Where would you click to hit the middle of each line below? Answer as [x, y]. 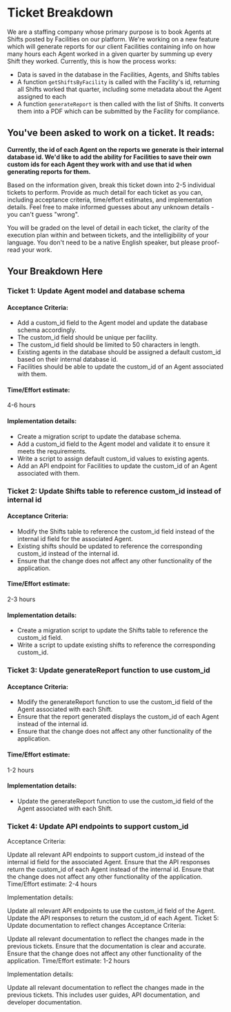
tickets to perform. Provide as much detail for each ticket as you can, [105, 192]
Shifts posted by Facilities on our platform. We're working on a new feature [113, 39]
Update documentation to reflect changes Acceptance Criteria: [97, 926]
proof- [210, 242]
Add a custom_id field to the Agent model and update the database [112, 323]
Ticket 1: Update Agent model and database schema [96, 291]
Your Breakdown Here [55, 272]
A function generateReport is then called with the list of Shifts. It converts [121, 104]
